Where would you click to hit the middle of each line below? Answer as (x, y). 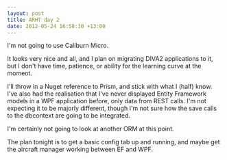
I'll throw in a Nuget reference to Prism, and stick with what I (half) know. (110, 87)
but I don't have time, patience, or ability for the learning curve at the (104, 66)
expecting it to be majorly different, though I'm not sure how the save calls (112, 108)
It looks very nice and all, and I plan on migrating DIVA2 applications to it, (110, 59)
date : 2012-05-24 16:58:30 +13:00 (57, 26)
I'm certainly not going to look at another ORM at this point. (91, 129)
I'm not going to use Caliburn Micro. (58, 46)
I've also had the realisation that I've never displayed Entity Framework (107, 94)
